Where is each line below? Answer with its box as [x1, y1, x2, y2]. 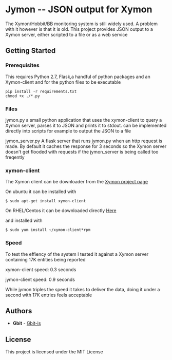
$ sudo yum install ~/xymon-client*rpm [5, 228, 91, 233]
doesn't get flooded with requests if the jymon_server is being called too [5, 148, 159, 155]
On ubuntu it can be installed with [5, 188, 77, 195]
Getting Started [5, 46, 56, 55]
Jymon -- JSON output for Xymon [5, 4, 152, 15]
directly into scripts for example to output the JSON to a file [5, 127, 131, 134]
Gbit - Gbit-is [12, 320, 41, 327]
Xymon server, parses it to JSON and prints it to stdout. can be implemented [5, 122, 167, 128]
